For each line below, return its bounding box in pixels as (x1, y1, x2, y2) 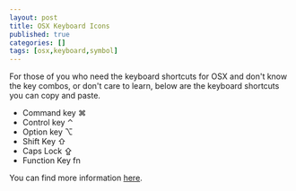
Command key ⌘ (22, 108, 87, 118)
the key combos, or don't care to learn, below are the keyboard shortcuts (9, 81, 280, 91)
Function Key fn (22, 155, 81, 166)
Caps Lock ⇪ (22, 145, 74, 157)
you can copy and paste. (9, 91, 101, 101)
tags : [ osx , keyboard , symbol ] (9, 47, 118, 56)
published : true (9, 30, 70, 39)
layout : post (9, 13, 58, 22)
